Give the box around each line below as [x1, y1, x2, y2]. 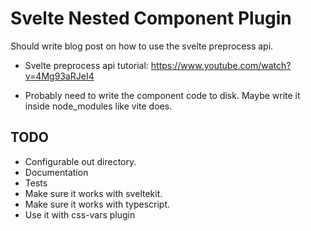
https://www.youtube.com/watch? [150, 59, 292, 71]
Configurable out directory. [24, 155, 137, 167]
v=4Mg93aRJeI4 [24, 70, 95, 82]
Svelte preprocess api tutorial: [24, 59, 149, 71]
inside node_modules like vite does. [24, 100, 173, 112]
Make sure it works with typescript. [24, 198, 171, 210]
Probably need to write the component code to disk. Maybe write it [24, 89, 301, 101]
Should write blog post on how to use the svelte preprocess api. [10, 40, 274, 52]
